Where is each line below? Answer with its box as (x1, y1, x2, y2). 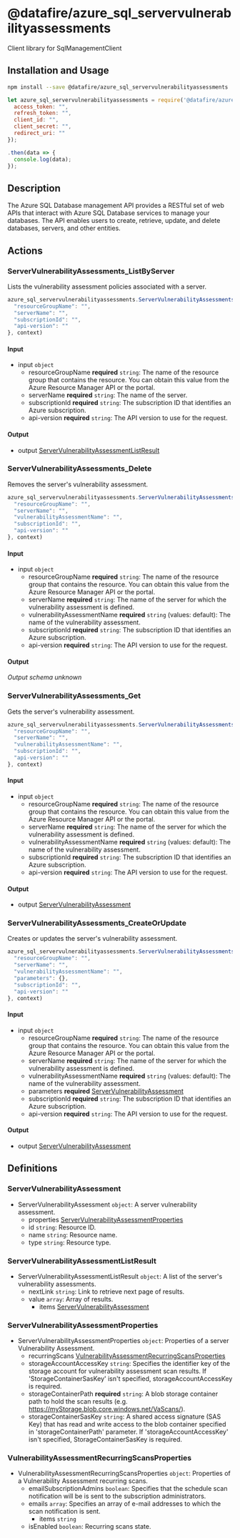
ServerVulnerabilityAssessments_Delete (7, 464, 152, 474)
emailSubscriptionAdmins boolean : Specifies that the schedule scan (28, 1484, 228, 1493)
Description (7, 182, 61, 194)
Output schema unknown (7, 673, 82, 681)
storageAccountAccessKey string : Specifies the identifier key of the (28, 1359, 231, 1368)
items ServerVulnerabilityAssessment (39, 1302, 149, 1311)
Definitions (7, 1162, 58, 1174)
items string (39, 1514, 76, 1523)
